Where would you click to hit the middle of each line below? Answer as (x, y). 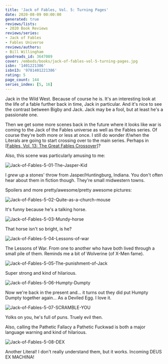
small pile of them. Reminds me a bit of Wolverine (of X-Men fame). (75, 253)
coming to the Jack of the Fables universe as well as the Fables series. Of (81, 130)
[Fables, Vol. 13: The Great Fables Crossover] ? (53, 145)
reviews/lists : (21, 24)
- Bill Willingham (24, 52)
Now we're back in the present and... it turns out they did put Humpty (77, 292)
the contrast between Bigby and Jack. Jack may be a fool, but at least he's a (84, 109)
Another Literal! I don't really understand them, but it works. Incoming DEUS (83, 351)
